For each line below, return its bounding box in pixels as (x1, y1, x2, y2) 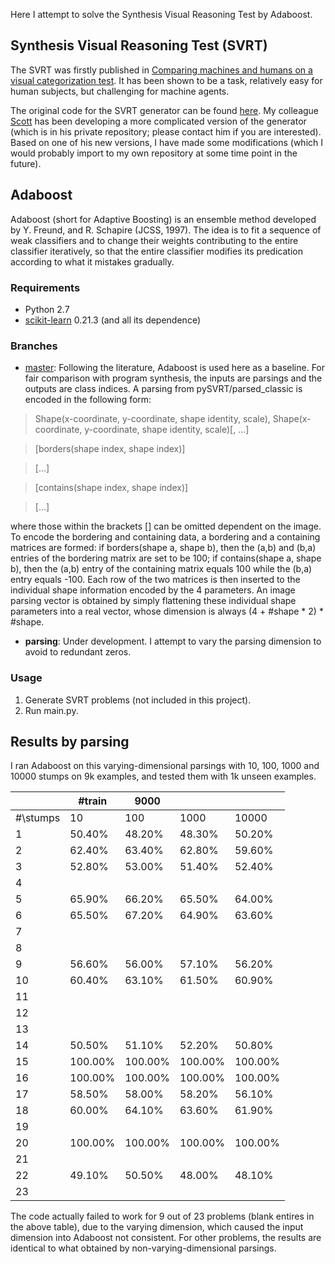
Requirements (10, 280, 81, 294)
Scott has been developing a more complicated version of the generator (10, 115, 307, 127)
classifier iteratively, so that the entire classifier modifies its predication (10, 245, 303, 257)
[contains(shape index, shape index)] (34, 482, 189, 494)
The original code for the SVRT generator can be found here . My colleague (10, 104, 320, 116)
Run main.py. (24, 704, 79, 716)
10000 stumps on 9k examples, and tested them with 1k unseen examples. (10, 770, 317, 783)
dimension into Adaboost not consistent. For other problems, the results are (10, 1232, 322, 1244)
